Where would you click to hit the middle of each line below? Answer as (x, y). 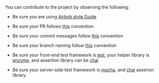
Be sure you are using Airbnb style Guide (54, 17)
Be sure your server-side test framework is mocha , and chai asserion (83, 70)
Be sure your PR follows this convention (53, 26)
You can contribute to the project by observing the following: (67, 7)
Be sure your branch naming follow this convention (64, 45)
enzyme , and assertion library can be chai (55, 60)
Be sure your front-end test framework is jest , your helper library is (81, 55)
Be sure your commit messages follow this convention (68, 36)
